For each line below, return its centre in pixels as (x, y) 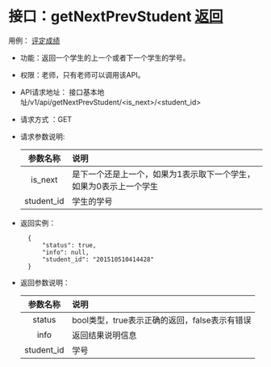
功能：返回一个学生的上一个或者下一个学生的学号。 (105, 57)
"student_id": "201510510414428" (98, 259)
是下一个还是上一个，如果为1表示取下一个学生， (164, 174)
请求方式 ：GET (46, 119)
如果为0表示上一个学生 (115, 186)
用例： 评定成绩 (34, 40)
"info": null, (65, 252)
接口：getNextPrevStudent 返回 (116, 17)
